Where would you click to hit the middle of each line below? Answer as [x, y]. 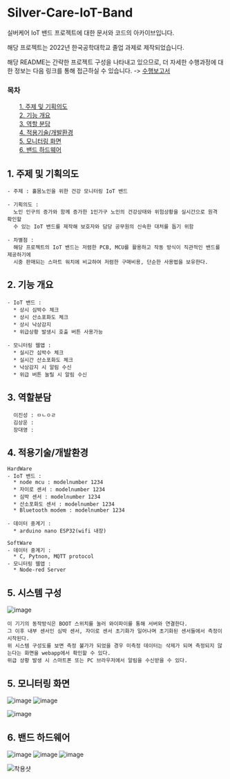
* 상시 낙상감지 [32, 325]
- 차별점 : [21, 240]
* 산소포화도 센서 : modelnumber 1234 [64, 504]
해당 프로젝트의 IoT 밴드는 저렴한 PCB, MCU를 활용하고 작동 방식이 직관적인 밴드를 [117, 248]
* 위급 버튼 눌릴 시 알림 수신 [50, 374]
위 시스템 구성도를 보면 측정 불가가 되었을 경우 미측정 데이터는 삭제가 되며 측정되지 [111, 646]
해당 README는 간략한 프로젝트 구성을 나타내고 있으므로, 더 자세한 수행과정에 [112, 62]
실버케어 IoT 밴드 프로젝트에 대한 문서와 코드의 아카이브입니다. [91, 32]
